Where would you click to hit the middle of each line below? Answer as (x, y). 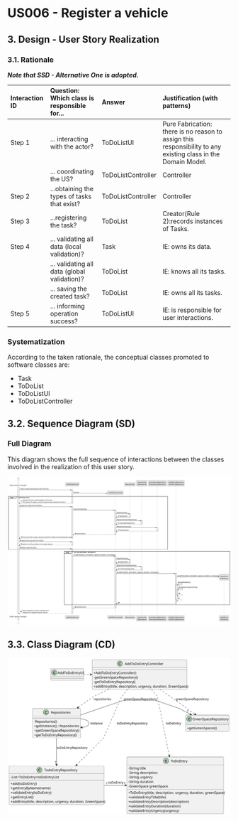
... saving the (68, 289)
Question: (65, 91)
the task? (63, 225)
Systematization (36, 341)
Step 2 (20, 196)
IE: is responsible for (192, 310)
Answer (113, 102)
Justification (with (190, 98)
